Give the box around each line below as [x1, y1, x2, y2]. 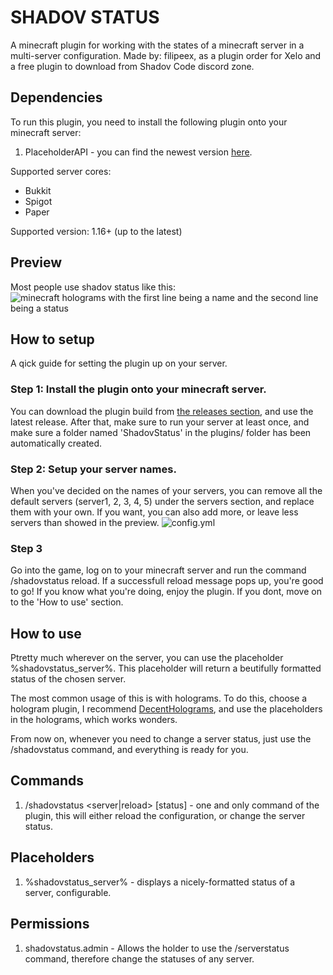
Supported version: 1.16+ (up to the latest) [10, 225, 183, 237]
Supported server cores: [10, 165, 112, 177]
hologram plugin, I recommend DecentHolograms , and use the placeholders [10, 703, 323, 715]
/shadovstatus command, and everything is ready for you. [10, 744, 249, 756]
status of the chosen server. [10, 673, 127, 685]
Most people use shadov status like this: [10, 281, 176, 293]
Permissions [10, 916, 90, 933]
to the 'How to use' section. [10, 596, 124, 608]
